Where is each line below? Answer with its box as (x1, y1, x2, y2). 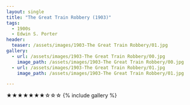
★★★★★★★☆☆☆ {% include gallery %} (6, 92, 117, 99)
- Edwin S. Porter (11, 31, 58, 37)
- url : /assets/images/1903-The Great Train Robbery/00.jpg (11, 53, 165, 59)
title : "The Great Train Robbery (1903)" (6, 14, 112, 20)
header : (6, 37, 26, 43)
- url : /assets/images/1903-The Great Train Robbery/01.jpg (11, 64, 165, 71)
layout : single (6, 8, 44, 15)
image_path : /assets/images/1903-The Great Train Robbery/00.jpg (17, 59, 185, 65)
